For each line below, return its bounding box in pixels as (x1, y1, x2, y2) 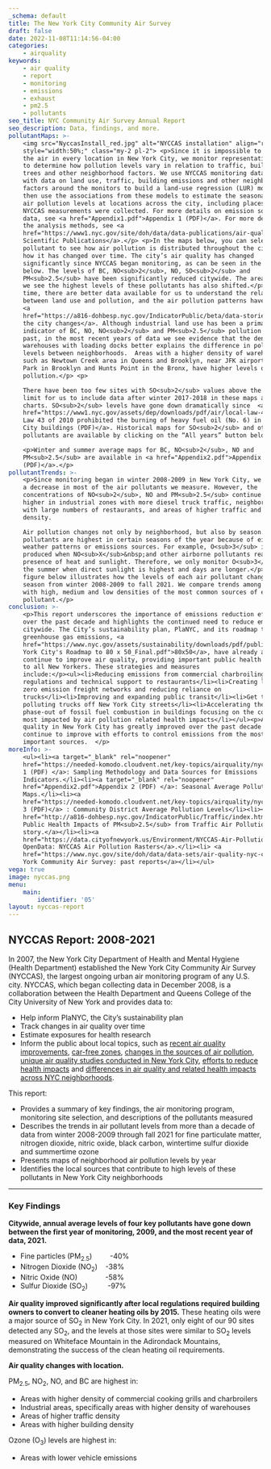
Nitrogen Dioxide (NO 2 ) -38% (19, 1262, 125, 1273)
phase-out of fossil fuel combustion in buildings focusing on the (23, 707, 254, 716)
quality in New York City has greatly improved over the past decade (23, 723, 262, 731)
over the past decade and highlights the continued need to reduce (23, 618, 254, 626)
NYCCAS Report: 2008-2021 (8, 933, 156, 946)
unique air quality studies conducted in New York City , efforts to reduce (19, 1055, 258, 1065)
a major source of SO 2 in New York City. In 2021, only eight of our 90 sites (8, 1316, 255, 1327)
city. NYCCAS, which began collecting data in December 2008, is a (8, 979, 231, 989)
